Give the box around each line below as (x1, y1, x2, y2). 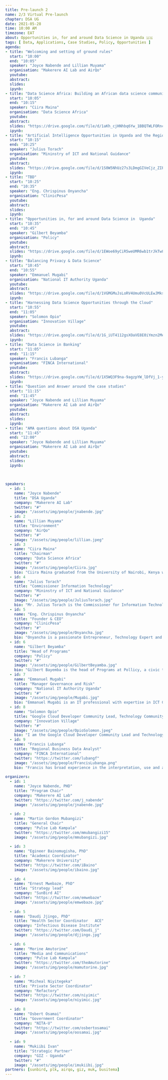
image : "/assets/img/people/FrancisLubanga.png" (14, 760, 117, 765)
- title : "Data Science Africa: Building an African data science (5, 91, 146, 96)
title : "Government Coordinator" (14, 1016, 84, 1021)
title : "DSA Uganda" (14, 495, 57, 500)
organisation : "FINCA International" (9, 360, 88, 365)
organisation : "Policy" (9, 235, 59, 240)
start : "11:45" (9, 430, 41, 435)
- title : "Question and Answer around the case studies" (5, 383, 126, 389)
